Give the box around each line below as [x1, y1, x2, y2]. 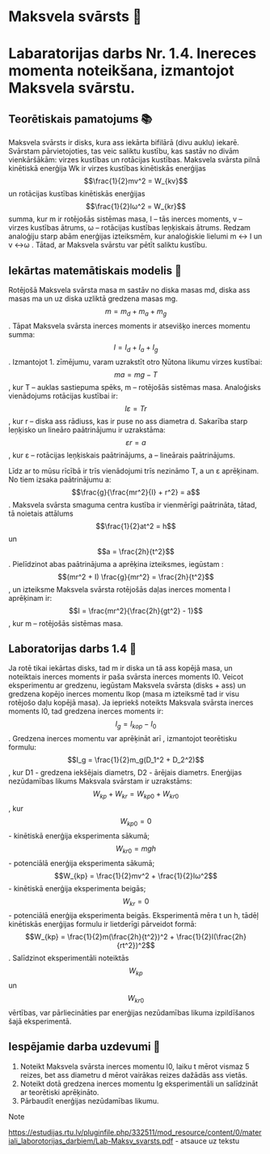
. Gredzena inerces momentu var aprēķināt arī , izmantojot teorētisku [8, 734, 237, 744]
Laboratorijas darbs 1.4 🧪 [8, 641, 137, 655]
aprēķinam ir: [8, 593, 53, 603]
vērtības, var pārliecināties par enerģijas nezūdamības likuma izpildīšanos [8, 1007, 255, 1017]
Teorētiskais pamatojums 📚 [8, 112, 153, 126]
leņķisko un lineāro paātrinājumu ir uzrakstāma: [8, 425, 166, 435]
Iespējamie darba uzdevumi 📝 [8, 1040, 161, 1053]
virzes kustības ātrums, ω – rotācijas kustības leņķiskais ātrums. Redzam [8, 223, 251, 233]
